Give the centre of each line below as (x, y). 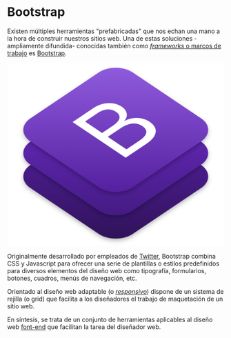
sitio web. (21, 306)
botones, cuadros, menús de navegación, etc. (72, 278)
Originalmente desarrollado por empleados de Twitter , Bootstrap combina (111, 257)
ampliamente (26, 46)
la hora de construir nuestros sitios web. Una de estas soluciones (100, 38)
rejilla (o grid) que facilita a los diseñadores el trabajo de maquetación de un (115, 299)
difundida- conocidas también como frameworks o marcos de (133, 46)
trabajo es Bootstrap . (37, 53)
